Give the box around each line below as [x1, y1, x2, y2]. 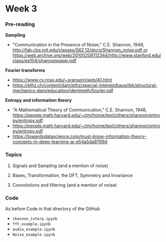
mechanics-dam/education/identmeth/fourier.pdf [12, 88, 114, 94]
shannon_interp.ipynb [12, 217, 57, 222]
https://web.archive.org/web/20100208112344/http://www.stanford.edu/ [12, 52, 162, 58]
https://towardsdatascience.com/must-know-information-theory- [12, 133, 147, 140]
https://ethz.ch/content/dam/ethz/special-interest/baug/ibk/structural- [12, 82, 158, 88]
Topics [5, 151, 22, 158]
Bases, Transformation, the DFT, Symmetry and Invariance [12, 172, 133, 178]
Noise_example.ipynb [12, 233, 55, 238]
